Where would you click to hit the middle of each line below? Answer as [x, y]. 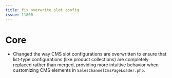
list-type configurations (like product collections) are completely [81, 60]
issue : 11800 [19, 15]
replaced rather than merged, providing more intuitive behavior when [86, 65]
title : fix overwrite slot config [42, 10]
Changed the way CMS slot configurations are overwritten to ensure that [90, 54]
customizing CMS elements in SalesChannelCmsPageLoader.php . [79, 70]
